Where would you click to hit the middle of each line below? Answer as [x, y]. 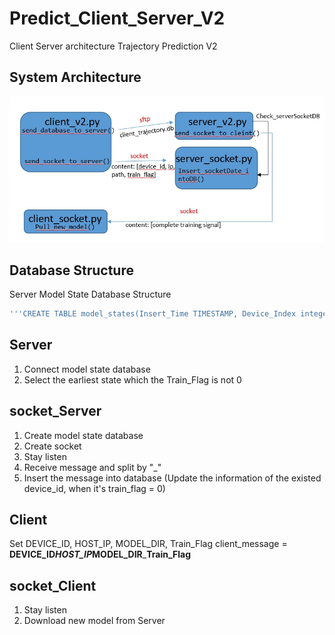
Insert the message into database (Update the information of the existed [172, 478]
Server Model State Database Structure [90, 294]
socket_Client [53, 585]
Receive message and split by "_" [92, 467]
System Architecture [75, 77]
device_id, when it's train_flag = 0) [94, 488]
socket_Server [55, 411]
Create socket [52, 446]
